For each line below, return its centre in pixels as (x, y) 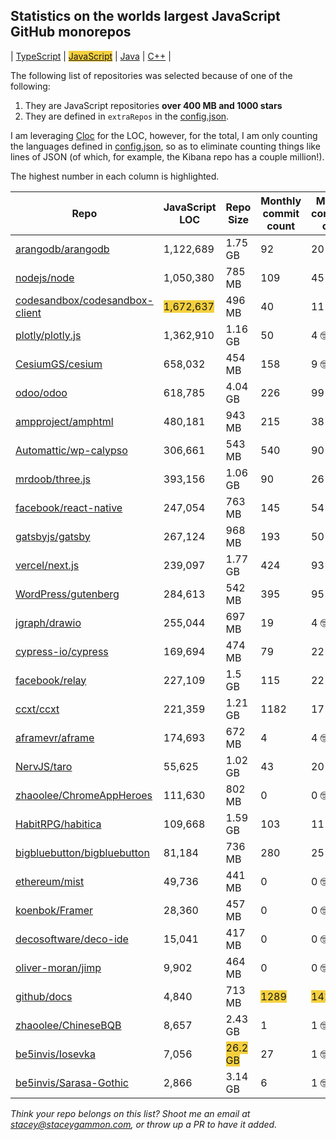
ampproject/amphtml (64, 421)
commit (281, 213)
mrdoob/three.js (53, 479)
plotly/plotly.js (48, 335)
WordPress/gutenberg (67, 594)
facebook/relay (51, 680)
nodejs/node (45, 277)
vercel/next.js (47, 565)
